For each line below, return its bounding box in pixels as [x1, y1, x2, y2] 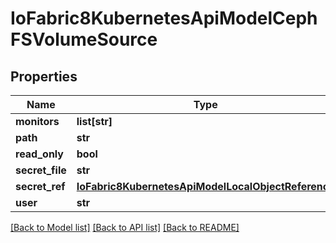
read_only [15, 147, 64, 161]
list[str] [76, 115, 113, 128]
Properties [10, 68, 78, 85]
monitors [15, 115, 60, 128]
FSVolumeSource [10, 28, 158, 51]
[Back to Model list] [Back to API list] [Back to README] [10, 222, 240, 233]
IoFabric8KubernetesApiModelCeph [10, 7, 318, 30]
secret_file [15, 163, 67, 177]
